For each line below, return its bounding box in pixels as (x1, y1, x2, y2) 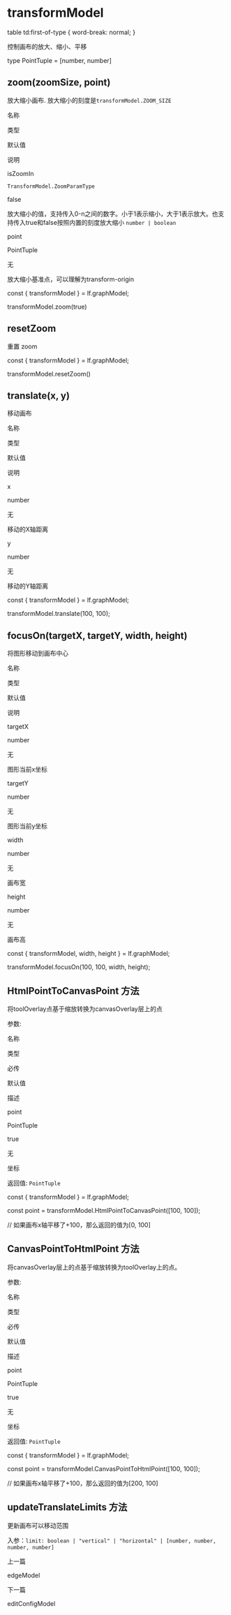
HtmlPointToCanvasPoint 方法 (7, 985, 140, 996)
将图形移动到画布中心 (7, 649, 68, 658)
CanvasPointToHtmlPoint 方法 (7, 1243, 140, 1255)
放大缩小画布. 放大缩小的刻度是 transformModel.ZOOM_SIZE (7, 96, 172, 104)
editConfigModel (7, 1599, 56, 1607)
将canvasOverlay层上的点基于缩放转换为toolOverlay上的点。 (7, 1262, 181, 1271)
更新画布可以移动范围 (7, 1521, 68, 1530)
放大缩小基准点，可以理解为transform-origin (7, 274, 135, 283)
